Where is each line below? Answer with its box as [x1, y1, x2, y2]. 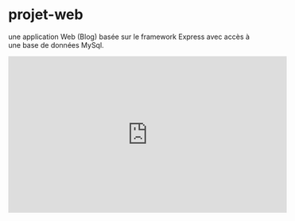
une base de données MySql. [8, 40, 105, 49]
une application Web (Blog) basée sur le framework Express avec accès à [8, 32, 250, 41]
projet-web [8, 6, 83, 24]
